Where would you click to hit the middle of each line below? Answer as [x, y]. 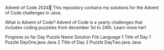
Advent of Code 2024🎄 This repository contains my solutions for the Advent [82, 8]
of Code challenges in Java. [33, 13]
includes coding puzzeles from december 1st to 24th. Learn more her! [76, 27]
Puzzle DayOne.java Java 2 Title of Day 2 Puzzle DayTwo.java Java [73, 42]
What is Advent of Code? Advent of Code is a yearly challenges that [74, 22]
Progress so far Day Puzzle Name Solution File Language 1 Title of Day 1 [78, 37]
